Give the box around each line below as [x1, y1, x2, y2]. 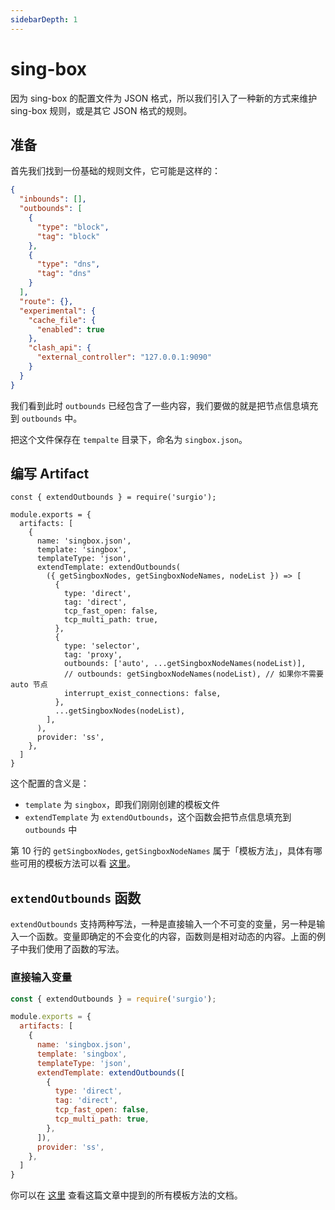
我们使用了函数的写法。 [27, 943, 125, 955]
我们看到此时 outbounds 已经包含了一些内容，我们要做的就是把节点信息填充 [10, 399, 319, 411]
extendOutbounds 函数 [10, 889, 142, 906]
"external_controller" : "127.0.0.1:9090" [36, 352, 213, 363]
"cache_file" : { [28, 315, 97, 325]
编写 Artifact [10, 466, 90, 483]
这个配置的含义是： [10, 777, 90, 790]
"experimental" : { [19, 306, 97, 316]
